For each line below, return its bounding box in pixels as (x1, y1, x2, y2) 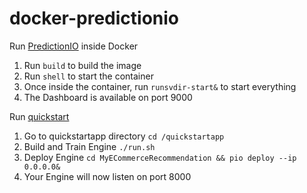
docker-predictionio (9, 7, 180, 30)
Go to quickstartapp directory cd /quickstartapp (23, 130, 225, 142)
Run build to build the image (23, 59, 142, 71)
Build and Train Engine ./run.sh (23, 140, 156, 152)
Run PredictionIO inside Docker (9, 40, 139, 52)
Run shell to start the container (23, 70, 154, 82)
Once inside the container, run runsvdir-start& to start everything (23, 80, 297, 92)
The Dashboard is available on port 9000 (23, 91, 193, 103)
